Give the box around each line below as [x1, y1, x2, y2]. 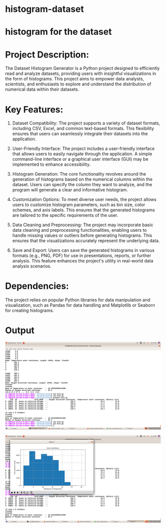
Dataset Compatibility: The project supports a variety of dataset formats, [12, 120, 161, 126]
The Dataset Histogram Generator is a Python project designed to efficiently [5, 66, 160, 71]
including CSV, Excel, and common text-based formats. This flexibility [12, 126, 154, 132]
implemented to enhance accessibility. [12, 161, 91, 167]
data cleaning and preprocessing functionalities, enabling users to [12, 227, 147, 233]
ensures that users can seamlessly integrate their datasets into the [12, 131, 148, 137]
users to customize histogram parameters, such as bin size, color [12, 202, 146, 208]
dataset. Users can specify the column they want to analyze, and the [12, 182, 152, 188]
